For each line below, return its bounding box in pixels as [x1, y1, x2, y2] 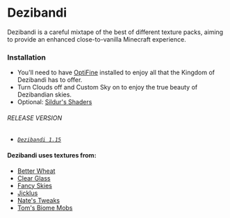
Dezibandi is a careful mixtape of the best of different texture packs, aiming [7, 28, 224, 36]
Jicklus [17, 189, 38, 197]
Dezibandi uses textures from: [7, 151, 97, 160]
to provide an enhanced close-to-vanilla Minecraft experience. [7, 35, 186, 43]
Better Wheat [17, 167, 56, 175]
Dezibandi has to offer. [17, 76, 83, 84]
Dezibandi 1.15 [17, 137, 62, 144]
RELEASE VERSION [7, 113, 63, 122]
